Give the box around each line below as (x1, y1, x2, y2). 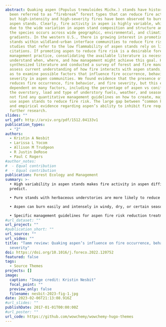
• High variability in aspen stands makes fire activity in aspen (9, 182, 149, 187)
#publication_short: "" (5, 227, 54, 232)
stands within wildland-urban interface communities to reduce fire (9, 40, 154, 44)
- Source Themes (9, 264, 43, 269)
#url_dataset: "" (5, 218, 41, 223)
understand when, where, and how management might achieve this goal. (9, 58, 158, 63)
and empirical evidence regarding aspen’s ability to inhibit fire (9, 104, 152, 109)
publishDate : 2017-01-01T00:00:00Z (5, 305, 79, 310)
